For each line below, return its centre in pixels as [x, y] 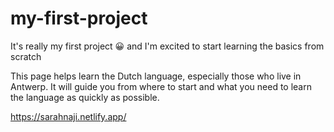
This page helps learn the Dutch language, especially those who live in [156, 76]
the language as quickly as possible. [85, 97]
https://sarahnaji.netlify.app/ [68, 116]
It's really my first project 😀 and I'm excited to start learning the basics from [167, 46]
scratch [26, 56]
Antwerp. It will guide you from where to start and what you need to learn [161, 86]
